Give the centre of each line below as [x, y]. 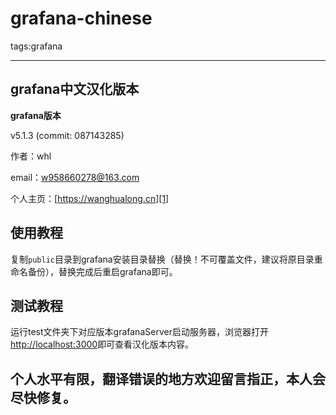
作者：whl [31, 156]
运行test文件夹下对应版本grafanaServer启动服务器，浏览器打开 [139, 332]
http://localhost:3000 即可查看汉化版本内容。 [102, 344]
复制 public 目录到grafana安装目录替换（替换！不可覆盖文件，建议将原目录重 [166, 259]
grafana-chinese [81, 18]
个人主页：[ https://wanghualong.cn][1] [90, 198]
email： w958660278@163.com [75, 177]
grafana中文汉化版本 [75, 89]
